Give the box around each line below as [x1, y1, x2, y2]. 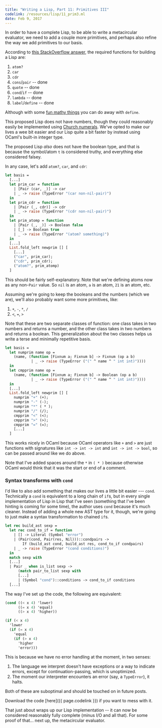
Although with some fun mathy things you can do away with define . [5, 109, 140, 115]
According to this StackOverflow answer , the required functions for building [5, 49, 156, 55]
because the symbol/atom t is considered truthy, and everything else [5, 149, 143, 155]
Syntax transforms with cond [5, 477, 73, 484]
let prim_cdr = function [9, 200, 59, 205]
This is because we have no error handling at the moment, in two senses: [5, 654, 151, 660]
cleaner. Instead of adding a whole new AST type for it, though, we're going [5, 509, 156, 515]
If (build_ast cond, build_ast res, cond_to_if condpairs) [22, 541, 144, 546]
